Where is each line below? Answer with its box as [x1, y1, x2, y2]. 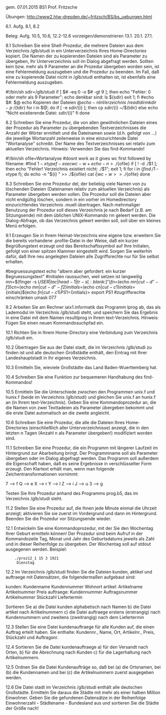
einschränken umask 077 [5, 294, 57, 300]
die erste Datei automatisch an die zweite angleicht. [5, 410, 110, 416]
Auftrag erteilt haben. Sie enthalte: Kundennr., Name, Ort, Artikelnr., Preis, [5, 629, 155, 635]
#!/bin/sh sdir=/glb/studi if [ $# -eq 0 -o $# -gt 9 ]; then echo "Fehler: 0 [5, 89, 151, 95]
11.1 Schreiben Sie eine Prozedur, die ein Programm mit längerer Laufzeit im [5, 445, 158, 451]
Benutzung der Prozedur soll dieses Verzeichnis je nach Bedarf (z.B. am [5, 207, 152, 213]
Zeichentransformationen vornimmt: [5, 471, 79, 477]
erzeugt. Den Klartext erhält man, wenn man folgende [5, 466, 115, 472]
